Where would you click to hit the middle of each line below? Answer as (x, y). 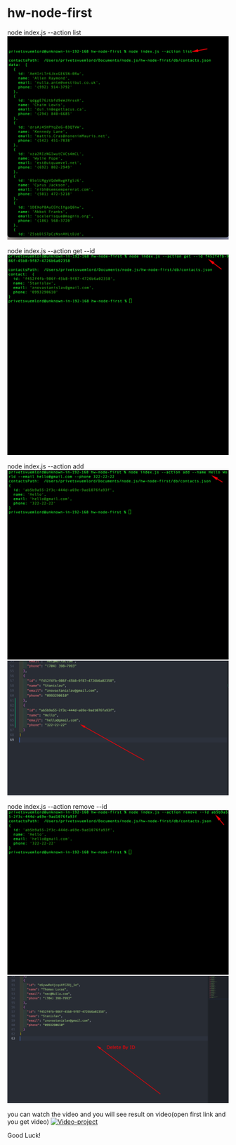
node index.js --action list (44, 32)
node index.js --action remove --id (57, 806)
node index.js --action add (46, 466)
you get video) (28, 1122)
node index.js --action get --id (51, 250)
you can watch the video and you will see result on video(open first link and (117, 1114)
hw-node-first (50, 13)
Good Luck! (24, 1136)
